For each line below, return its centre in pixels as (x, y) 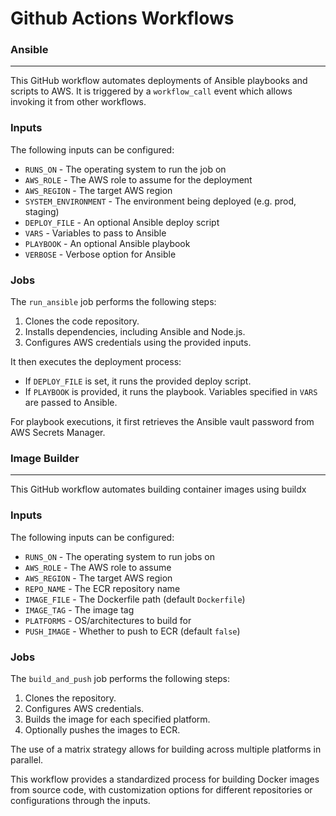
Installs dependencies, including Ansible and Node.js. (135, 332)
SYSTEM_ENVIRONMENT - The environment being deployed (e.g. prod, (160, 201)
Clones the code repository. (82, 321)
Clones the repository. (70, 698)
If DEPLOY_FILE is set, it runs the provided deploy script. (138, 381)
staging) (42, 211)
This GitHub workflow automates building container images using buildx (158, 489)
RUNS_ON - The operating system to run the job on (125, 169)
